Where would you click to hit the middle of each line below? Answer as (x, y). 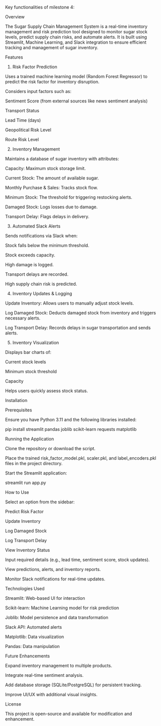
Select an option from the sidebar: (40, 502)
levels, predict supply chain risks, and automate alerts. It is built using (76, 37)
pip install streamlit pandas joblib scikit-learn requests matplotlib (71, 429)
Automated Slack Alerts (36, 226)
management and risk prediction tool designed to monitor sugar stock (76, 32)
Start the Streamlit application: (36, 473)
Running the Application (30, 439)
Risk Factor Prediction (35, 67)
